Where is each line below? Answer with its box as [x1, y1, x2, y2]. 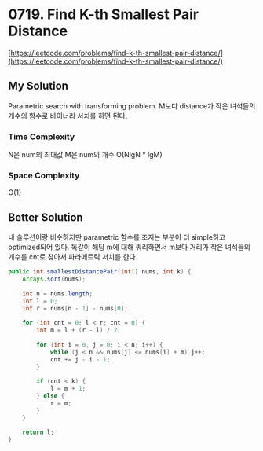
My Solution [8, 79, 69, 93]
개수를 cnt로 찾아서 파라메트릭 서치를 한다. [8, 252, 138, 262]
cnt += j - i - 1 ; [49, 355, 111, 363]
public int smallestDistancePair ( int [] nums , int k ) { [8, 268, 192, 276]
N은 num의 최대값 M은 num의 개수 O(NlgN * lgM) [8, 150, 163, 159]
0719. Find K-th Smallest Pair [8, 5, 199, 24]
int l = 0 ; [22, 297, 58, 305]
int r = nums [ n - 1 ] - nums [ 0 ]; [22, 304, 128, 312]
